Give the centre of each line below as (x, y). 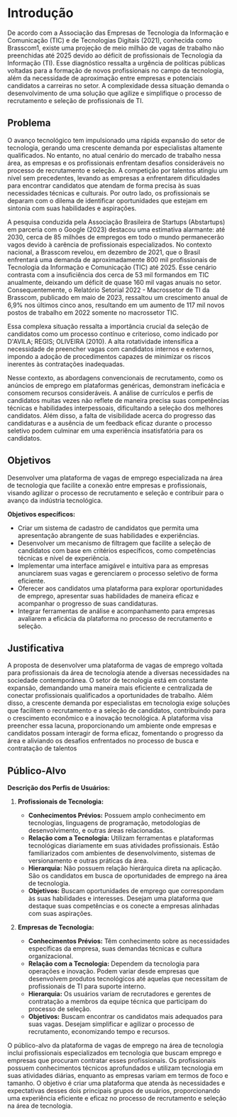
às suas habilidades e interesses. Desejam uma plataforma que (120, 899)
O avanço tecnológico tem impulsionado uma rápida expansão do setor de (116, 140)
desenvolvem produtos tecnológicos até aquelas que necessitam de (128, 979)
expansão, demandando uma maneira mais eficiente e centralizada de (110, 688)
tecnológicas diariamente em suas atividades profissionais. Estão (124, 846)
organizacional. (51, 956)
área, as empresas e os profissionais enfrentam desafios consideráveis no (116, 163)
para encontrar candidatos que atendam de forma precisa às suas (104, 185)
